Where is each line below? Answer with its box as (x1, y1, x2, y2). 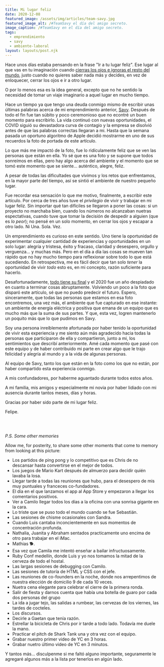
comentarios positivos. (12, 493, 59, 500)
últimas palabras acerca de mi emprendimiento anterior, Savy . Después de (5, 106, 155, 113)
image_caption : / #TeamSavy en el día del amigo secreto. (5, 25, 124, 30)
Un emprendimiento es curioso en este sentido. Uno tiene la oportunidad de (5, 233, 158, 239)
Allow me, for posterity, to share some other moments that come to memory (5, 442, 158, 448)
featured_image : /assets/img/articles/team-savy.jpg (5, 16, 115, 21)
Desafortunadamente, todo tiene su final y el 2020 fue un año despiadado (5, 279, 154, 285)
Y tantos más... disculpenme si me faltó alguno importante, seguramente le (5, 651, 157, 657)
